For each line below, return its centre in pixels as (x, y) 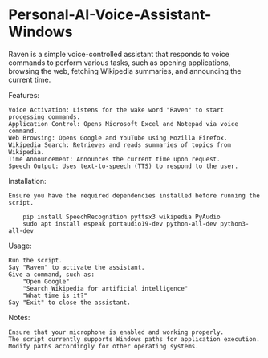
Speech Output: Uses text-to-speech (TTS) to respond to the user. (124, 166)
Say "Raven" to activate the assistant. (77, 267)
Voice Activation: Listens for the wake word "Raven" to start (116, 110)
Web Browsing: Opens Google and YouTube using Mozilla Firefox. (118, 138)
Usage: (20, 246)
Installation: (27, 181)
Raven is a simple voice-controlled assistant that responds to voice (119, 54)
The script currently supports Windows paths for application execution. (134, 339)
